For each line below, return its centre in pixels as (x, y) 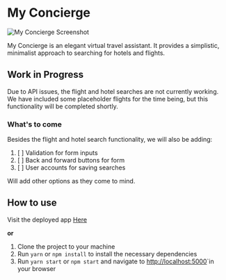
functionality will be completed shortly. (63, 106)
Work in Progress (46, 75)
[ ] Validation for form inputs (58, 153)
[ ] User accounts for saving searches (71, 167)
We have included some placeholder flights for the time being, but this (108, 99)
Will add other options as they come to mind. (71, 181)
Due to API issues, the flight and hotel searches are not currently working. (113, 91)
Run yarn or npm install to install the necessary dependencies (107, 254)
